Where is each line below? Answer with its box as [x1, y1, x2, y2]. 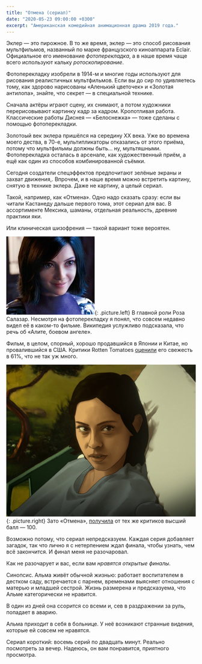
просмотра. [6, 651, 37, 658]
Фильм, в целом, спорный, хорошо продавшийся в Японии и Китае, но [6, 340, 188, 347]
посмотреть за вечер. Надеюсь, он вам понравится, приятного [6, 644, 170, 652]
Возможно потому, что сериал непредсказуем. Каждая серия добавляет [6, 535, 194, 543]
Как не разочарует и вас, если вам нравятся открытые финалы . [6, 559, 171, 567]
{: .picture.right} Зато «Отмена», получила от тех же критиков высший [6, 517, 186, 524]
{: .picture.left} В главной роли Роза [94, 309, 185, 316]
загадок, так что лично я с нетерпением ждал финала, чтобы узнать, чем [6, 541, 195, 549]
